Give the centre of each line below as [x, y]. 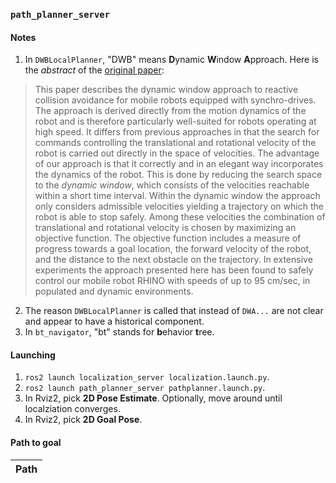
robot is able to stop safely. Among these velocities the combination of [180, 217]
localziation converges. [72, 409]
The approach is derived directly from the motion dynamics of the [170, 111]
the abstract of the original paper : [94, 70]
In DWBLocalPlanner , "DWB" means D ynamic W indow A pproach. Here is [171, 60]
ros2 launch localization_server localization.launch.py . [147, 377]
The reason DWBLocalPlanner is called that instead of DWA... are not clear [174, 311]
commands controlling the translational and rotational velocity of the [175, 143]
